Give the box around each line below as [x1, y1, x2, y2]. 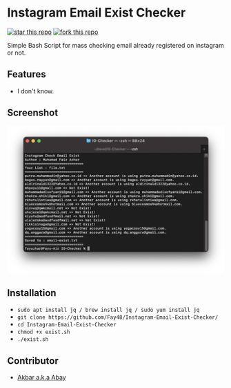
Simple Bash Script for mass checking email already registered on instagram [7, 41, 224, 49]
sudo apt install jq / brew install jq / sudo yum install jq [17, 306, 200, 314]
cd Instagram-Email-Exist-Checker [17, 322, 117, 329]
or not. [7, 48, 26, 57]
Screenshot [7, 107, 59, 119]
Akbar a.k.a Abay [17, 373, 67, 382]
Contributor [7, 355, 59, 367]
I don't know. [17, 86, 54, 95]
